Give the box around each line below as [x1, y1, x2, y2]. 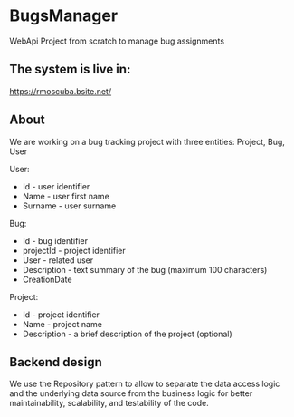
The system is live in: [9, 62, 131, 77]
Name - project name [22, 318, 102, 329]
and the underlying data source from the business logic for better [9, 388, 253, 399]
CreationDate [22, 274, 72, 285]
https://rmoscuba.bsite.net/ [9, 85, 111, 96]
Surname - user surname [22, 200, 117, 211]
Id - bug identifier [22, 235, 89, 246]
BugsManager [9, 5, 119, 26]
